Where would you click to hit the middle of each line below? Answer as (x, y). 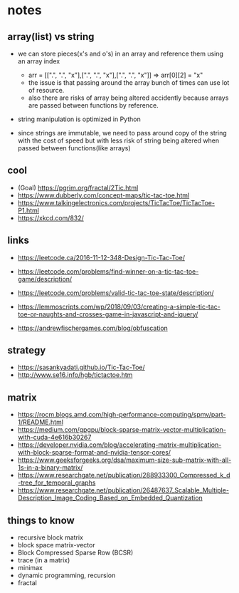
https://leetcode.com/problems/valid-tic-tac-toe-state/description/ (116, 293)
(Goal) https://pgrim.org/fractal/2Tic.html (78, 187)
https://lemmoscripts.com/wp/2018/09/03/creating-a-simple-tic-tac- (119, 306)
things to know (41, 520)
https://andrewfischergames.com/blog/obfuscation (93, 328)
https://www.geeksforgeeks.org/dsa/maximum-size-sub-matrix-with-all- (124, 460)
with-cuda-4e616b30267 (54, 438)
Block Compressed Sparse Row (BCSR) (75, 553)
